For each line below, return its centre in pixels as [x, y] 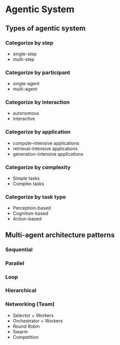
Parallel [15, 263]
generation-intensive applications [48, 154]
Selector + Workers [33, 315]
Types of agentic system [45, 28]
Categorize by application [38, 132]
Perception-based [32, 208]
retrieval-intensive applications [45, 149]
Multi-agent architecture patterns [60, 235]
